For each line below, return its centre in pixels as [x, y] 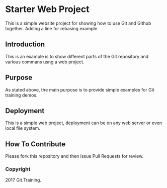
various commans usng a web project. [45, 62]
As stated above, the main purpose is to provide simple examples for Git [80, 89]
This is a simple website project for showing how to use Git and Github [78, 23]
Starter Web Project [47, 9]
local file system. [23, 128]
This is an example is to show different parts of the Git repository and [77, 56]
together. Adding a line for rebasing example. [52, 28]
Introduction [25, 44]
